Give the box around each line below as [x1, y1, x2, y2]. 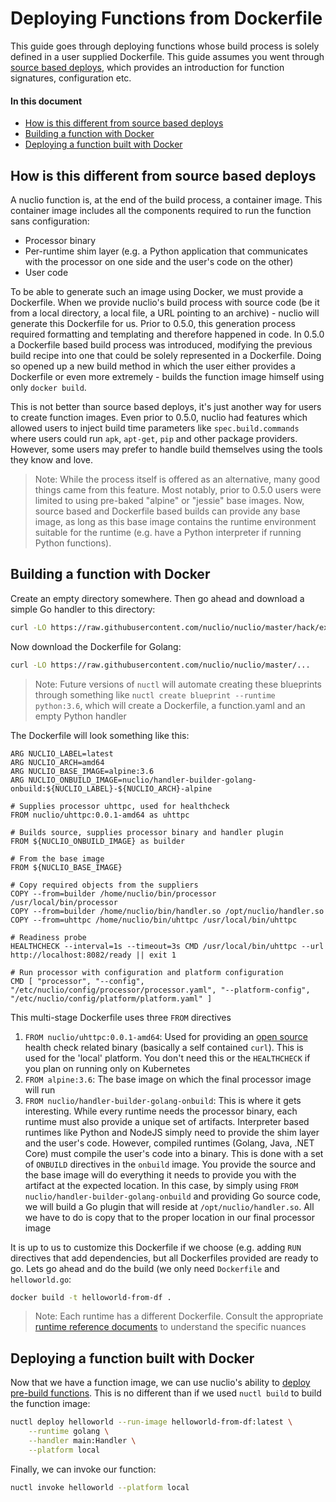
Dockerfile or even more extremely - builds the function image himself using [10, 370, 325, 382]
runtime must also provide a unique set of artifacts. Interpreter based [24, 1115, 310, 1127]
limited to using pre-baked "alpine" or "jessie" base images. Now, [34, 494, 305, 506]
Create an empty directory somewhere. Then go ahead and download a [10, 592, 305, 604]
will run [24, 1083, 56, 1096]
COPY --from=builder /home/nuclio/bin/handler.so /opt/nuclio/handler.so [10, 906, 325, 916]
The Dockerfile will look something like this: [10, 729, 190, 741]
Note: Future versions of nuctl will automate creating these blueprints [34, 678, 322, 690]
